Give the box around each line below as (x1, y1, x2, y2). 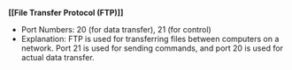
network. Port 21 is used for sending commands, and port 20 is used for (20, 43, 284, 53)
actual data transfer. (20, 52, 95, 62)
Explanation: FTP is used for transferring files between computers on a (20, 34, 280, 44)
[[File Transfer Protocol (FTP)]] (8, 8, 124, 17)
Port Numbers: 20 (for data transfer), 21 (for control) (20, 24, 211, 34)
